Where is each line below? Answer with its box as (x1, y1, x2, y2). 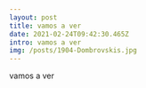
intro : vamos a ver (9, 37, 82, 47)
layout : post (9, 12, 58, 22)
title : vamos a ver (9, 21, 82, 30)
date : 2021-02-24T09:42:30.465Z (9, 29, 129, 38)
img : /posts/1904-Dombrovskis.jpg (9, 46, 138, 55)
